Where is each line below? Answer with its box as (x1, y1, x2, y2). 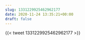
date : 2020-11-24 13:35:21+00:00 (5, 12, 74, 17)
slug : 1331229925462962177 (5, 7, 60, 12)
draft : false (5, 16, 32, 21)
